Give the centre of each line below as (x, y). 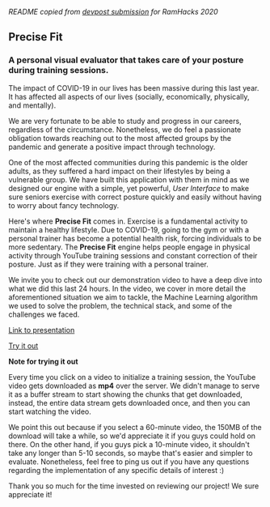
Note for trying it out (43, 361)
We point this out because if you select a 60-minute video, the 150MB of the (135, 427)
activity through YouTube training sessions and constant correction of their (133, 255)
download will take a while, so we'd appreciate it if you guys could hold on (132, 436)
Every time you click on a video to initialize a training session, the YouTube (132, 377)
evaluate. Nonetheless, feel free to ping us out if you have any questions (129, 462)
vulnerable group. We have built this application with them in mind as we (129, 179)
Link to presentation (42, 330)
